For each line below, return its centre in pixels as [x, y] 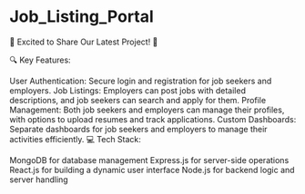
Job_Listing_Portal [82, 17]
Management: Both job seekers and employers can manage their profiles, [147, 110]
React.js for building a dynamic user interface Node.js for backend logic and [152, 170]
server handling [39, 179]
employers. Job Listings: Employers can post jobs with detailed [127, 90]
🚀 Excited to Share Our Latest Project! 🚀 [84, 42]
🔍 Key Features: [40, 60]
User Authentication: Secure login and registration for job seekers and [141, 81]
